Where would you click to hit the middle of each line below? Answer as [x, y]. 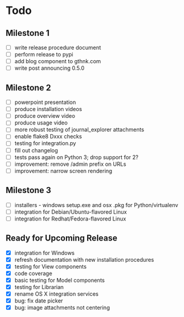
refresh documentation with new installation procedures [84, 259]
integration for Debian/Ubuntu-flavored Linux [71, 212]
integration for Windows [44, 253]
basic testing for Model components [60, 280]
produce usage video [41, 123]
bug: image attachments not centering [62, 308]
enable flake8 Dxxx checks [48, 137]
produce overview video [45, 116]
